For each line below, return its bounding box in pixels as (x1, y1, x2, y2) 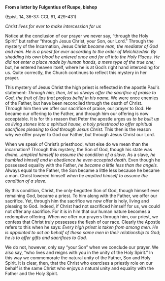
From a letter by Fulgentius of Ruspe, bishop (5, 4, 98, 10)
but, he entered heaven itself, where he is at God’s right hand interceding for (5, 64, 160, 70)
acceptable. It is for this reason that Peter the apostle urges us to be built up (5, 116, 160, 121)
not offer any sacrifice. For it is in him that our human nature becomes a (5, 208, 151, 214)
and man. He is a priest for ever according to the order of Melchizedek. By (5, 49, 157, 54)
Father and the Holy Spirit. (5, 271, 59, 276)
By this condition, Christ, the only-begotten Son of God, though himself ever (5, 188, 160, 193)
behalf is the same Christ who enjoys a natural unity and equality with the (5, 265, 154, 271)
